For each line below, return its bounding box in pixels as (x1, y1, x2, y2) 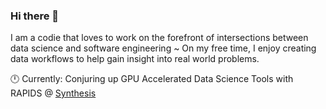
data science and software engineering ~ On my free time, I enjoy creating (10, 42, 317, 54)
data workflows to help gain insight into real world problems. (10, 53, 260, 65)
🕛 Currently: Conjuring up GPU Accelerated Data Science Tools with (10, 73, 294, 85)
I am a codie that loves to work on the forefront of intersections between (10, 32, 309, 44)
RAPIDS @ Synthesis (10, 87, 97, 99)
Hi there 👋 (10, 9, 60, 23)
